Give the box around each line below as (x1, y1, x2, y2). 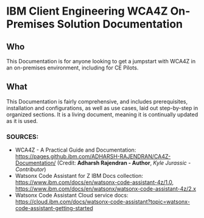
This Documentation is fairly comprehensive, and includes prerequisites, (6, 97, 188, 105)
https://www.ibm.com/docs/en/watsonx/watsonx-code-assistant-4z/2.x (15, 185, 197, 192)
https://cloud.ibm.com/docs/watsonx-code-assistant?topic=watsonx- (15, 198, 191, 205)
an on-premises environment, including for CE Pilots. (6, 64, 139, 71)
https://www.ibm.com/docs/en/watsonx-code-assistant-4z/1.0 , (15, 178, 174, 186)
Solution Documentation (57, 17, 183, 31)
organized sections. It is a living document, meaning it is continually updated (6, 111, 199, 118)
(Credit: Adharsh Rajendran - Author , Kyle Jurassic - (57, 160, 191, 167)
